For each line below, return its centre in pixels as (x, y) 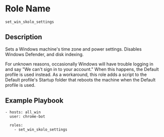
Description (24, 37)
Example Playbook (34, 101)
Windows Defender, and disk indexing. (45, 54)
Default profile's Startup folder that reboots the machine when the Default (81, 79)
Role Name (28, 9)
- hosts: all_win (23, 112)
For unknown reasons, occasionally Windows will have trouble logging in (79, 64)
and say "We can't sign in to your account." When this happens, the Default (82, 69)
